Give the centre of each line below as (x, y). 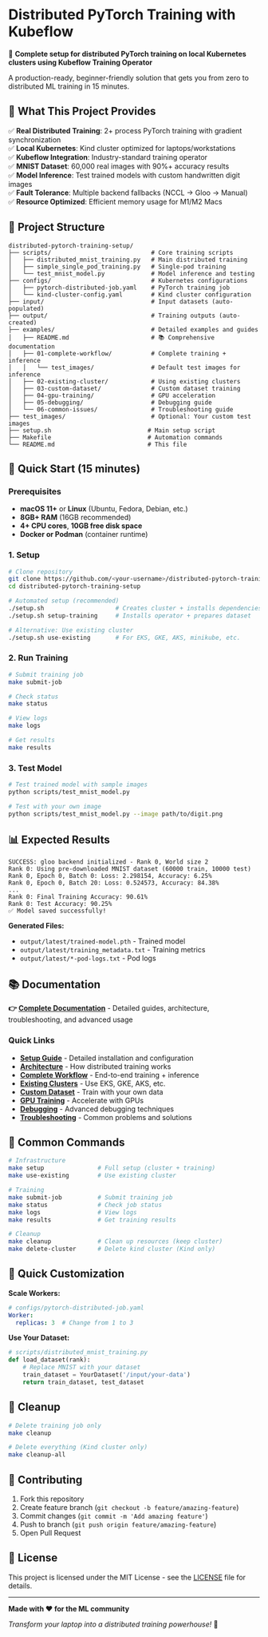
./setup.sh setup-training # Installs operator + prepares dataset (130, 616)
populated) (26, 308)
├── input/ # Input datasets (108, 301)
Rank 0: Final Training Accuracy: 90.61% (78, 897)
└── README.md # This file (98, 444)
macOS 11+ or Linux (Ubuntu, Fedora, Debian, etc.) (104, 509)
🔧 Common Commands (67, 1142)
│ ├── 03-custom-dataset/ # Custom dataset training (124, 388)
